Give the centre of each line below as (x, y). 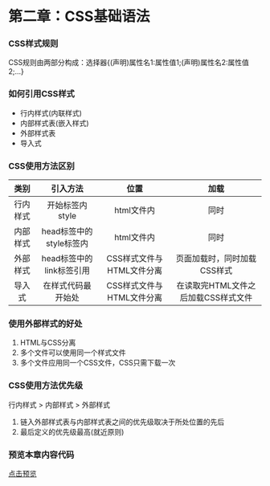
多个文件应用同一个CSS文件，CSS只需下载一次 (98, 363)
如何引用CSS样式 (41, 94)
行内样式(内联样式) (51, 112)
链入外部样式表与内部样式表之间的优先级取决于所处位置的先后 (122, 422)
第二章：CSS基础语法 (79, 16)
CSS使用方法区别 (41, 165)
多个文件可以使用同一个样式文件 (73, 353)
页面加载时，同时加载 (216, 259)
